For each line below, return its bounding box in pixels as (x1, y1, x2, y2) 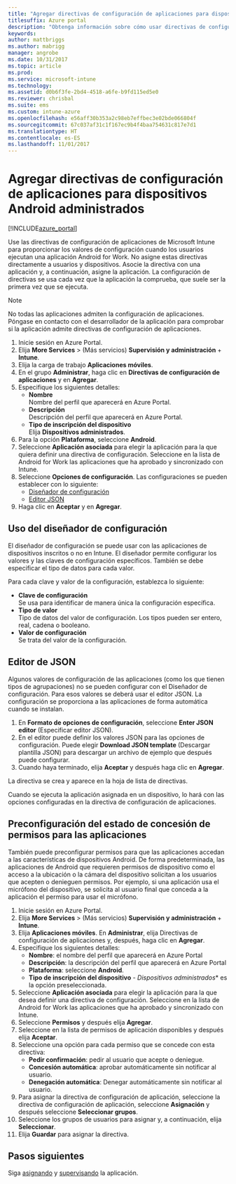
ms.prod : (8, 69, 34, 76)
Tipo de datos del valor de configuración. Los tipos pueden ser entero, (18, 613, 223, 621)
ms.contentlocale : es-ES (8, 134, 81, 141)
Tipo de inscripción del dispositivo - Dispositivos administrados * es (28, 973, 228, 982)
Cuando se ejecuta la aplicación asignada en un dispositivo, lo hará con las (8, 790, 225, 798)
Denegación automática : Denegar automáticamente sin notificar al (28, 1077, 223, 1086)
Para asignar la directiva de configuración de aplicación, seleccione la (18, 1093, 221, 1101)
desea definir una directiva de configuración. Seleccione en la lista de (18, 995, 220, 1004)
